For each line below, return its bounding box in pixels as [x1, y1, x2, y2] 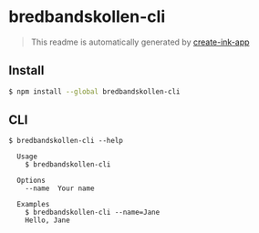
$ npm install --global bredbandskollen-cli [8, 86, 181, 96]
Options [16, 176, 47, 186]
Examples [16, 200, 50, 209]
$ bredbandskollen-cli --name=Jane [25, 208, 161, 218]
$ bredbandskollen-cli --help [8, 137, 124, 146]
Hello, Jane [25, 216, 70, 225]
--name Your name [25, 184, 95, 193]
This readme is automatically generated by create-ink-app [30, 36, 250, 47]
